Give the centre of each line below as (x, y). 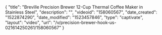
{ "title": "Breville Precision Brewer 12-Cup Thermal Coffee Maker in (74, 7)
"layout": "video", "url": (29, 22)
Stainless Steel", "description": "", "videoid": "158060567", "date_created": (81, 12)
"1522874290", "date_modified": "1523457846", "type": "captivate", (74, 17)
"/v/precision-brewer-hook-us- (85, 22)
